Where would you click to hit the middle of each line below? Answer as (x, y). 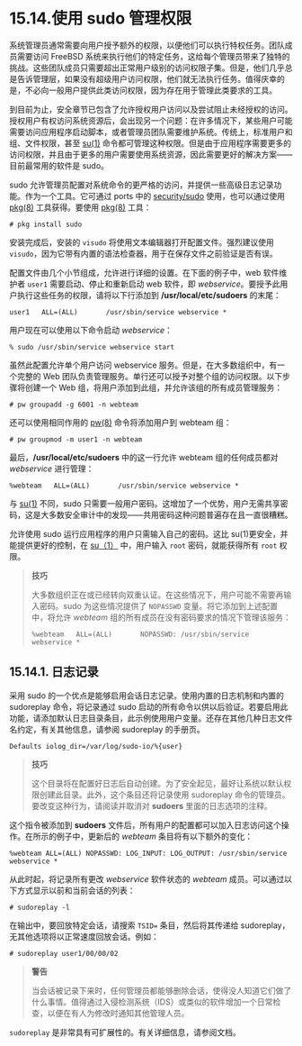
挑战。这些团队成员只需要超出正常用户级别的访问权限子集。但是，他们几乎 (147, 68)
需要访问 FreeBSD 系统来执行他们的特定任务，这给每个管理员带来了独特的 (153, 56)
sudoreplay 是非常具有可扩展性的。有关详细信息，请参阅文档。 (125, 1032)
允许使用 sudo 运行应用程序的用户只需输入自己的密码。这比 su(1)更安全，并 (149, 533)
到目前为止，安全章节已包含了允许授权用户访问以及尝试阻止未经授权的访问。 (151, 109)
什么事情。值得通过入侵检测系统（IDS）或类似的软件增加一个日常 (152, 1002)
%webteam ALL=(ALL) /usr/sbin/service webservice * (124, 486)
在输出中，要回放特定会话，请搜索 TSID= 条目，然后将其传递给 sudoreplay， (150, 925)
